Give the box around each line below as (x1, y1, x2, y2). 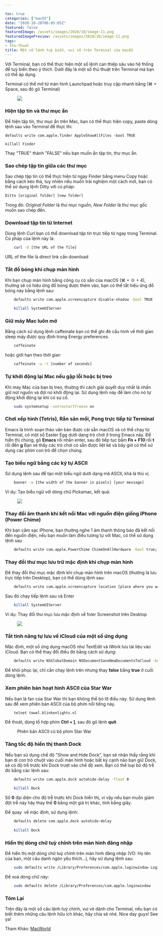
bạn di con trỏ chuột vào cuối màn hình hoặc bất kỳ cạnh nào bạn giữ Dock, (5, 757, 157, 763)
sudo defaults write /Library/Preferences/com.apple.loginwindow (14, 865, 149, 870)
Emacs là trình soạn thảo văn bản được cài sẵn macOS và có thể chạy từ (5, 426, 150, 432)
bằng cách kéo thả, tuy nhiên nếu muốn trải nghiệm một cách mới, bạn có (5, 179, 153, 184)
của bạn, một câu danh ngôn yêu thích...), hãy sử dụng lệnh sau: (5, 856, 134, 861)
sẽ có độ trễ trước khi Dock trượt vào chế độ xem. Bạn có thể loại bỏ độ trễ (5, 762, 154, 768)
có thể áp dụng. (5, 71, 37, 77)
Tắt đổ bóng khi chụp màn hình (5, 266, 79, 273)
